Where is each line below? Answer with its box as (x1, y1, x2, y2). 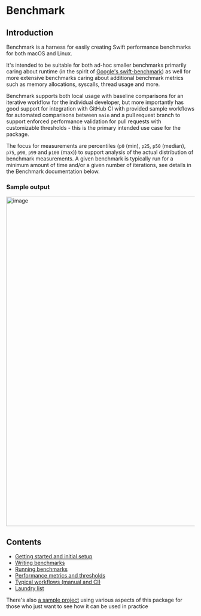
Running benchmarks (14, 566, 68, 573)
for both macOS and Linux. (6, 50, 73, 57)
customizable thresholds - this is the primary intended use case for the (6, 124, 181, 131)
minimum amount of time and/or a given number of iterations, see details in (6, 162, 191, 168)
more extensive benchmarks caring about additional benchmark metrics (6, 75, 184, 81)
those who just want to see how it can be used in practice (6, 603, 148, 610)
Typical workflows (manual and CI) (14, 578, 101, 586)
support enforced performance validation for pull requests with (6, 118, 162, 125)
